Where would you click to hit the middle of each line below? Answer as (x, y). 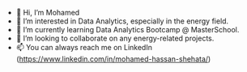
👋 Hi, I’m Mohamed (48, 13)
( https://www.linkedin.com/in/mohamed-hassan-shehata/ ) (113, 59)
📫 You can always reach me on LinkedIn (84, 47)
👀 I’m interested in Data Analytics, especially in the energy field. (122, 21)
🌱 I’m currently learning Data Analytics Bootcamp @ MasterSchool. (128, 30)
